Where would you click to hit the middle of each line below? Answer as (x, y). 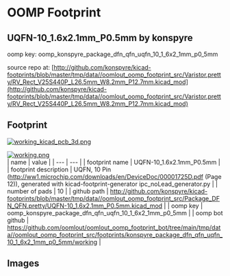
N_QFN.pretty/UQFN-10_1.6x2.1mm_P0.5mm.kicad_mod (85, 206)
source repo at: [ (30, 67)
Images (23, 263)
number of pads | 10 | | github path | (58, 191)
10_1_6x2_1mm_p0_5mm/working (52, 242)
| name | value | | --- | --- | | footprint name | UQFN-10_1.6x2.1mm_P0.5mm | (114, 162)
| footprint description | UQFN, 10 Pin (59, 169)
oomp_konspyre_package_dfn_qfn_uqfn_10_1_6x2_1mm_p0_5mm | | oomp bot (115, 212)
